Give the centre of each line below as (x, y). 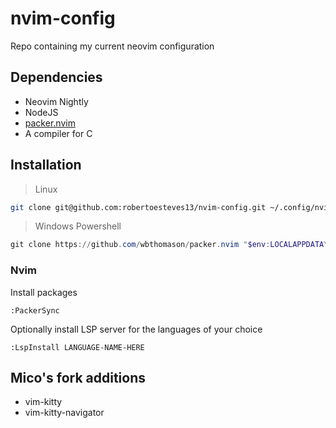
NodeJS (41, 112)
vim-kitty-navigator (64, 413)
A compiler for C (58, 133)
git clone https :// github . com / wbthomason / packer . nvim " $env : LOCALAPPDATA (167, 245)
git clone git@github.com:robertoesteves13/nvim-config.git (138, 207)
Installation (46, 165)
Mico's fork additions (78, 378)
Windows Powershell (78, 226)
